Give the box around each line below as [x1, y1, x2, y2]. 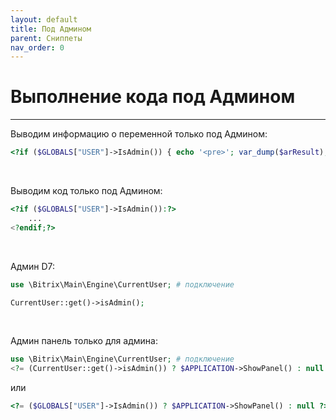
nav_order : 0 [10, 42, 65, 53]
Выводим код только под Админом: [10, 185, 163, 197]
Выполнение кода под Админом [10, 86, 296, 108]
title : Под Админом [10, 24, 92, 34]
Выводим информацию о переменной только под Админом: [10, 128, 268, 140]
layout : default [10, 14, 78, 25]
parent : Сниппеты [10, 33, 83, 43]
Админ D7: [10, 260, 56, 272]
